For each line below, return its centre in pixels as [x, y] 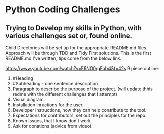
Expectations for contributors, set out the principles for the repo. [80, 115]
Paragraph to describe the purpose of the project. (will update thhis [83, 89]
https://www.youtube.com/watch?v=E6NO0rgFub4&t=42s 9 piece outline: [82, 68]
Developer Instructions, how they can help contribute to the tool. [79, 110]
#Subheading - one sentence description [55, 83]
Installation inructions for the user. [48, 105]
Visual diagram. [29, 99]
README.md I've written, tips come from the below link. [63, 58]
